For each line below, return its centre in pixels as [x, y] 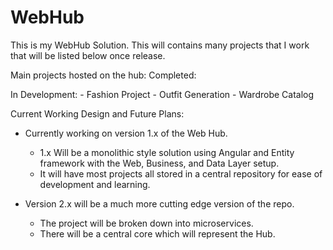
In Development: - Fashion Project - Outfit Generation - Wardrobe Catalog [162, 94]
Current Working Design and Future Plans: [97, 113]
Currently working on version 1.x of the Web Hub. [126, 133]
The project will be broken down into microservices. [146, 223]
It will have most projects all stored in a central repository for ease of [181, 173]
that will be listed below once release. [88, 55]
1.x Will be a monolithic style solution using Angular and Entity [167, 152]
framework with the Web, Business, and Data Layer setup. [159, 163]
